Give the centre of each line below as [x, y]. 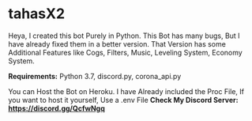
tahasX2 [37, 14]
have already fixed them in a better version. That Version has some [117, 43]
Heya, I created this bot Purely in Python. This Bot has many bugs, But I [124, 36]
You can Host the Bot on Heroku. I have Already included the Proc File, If [126, 91]
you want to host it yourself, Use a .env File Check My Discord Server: [123, 100]
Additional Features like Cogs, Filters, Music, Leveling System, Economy [125, 52]
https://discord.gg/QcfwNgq [56, 108]
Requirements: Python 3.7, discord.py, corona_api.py [95, 76]
